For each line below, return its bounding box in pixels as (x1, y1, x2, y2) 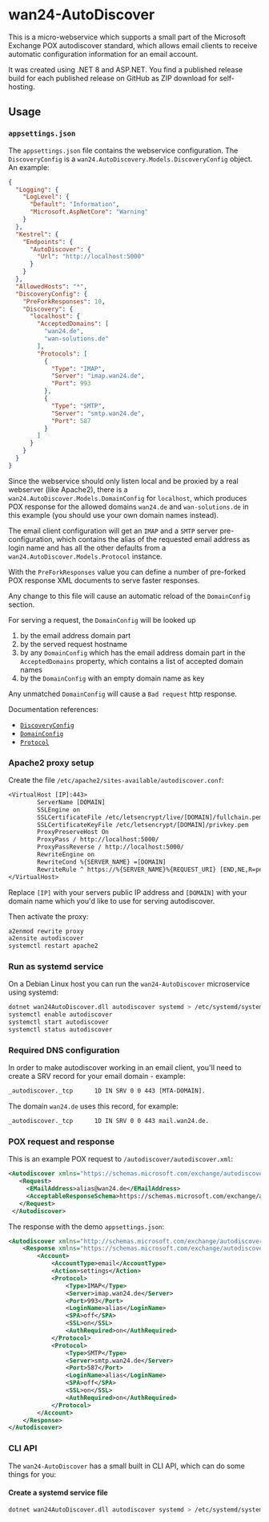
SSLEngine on (37, 805, 81, 814)
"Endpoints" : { (22, 238, 74, 246)
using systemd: (8, 987, 58, 997)
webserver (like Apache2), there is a (8, 484, 128, 494)
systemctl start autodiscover (8, 1018, 110, 1027)
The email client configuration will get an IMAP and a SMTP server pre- (8, 526, 235, 535)
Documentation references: (8, 704, 98, 714)
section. (8, 600, 35, 609)
